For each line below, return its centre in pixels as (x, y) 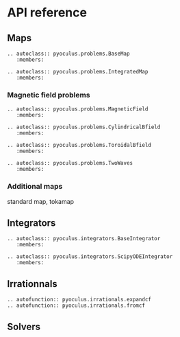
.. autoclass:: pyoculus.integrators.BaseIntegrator (84, 239)
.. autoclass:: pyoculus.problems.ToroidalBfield (79, 146)
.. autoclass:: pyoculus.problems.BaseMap (68, 54)
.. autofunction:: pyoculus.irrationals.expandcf (79, 300)
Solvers (24, 326)
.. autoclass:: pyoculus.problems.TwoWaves (70, 163)
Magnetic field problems (49, 95)
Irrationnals (33, 284)
